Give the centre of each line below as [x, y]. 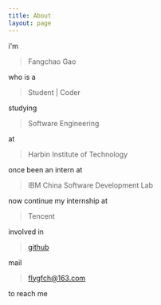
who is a [22, 77]
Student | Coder [54, 92]
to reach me [28, 293]
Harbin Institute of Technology [78, 154]
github [38, 247]
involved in [26, 232]
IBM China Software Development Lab [90, 185]
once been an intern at [45, 169]
